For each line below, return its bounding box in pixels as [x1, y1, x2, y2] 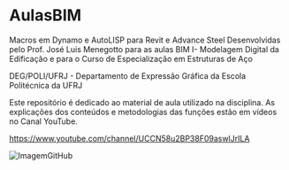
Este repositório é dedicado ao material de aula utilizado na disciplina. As [9, 97, 276, 107]
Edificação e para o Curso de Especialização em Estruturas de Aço [9, 53, 254, 64]
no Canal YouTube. [9, 116, 78, 127]
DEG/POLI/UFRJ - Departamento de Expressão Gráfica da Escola [9, 70, 247, 81]
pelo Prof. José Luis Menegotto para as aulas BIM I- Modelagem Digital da [9, 43, 280, 54]
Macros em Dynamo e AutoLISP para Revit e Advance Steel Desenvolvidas [9, 35, 281, 45]
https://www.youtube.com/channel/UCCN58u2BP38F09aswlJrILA [9, 133, 250, 143]
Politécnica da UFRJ [9, 80, 83, 90]
